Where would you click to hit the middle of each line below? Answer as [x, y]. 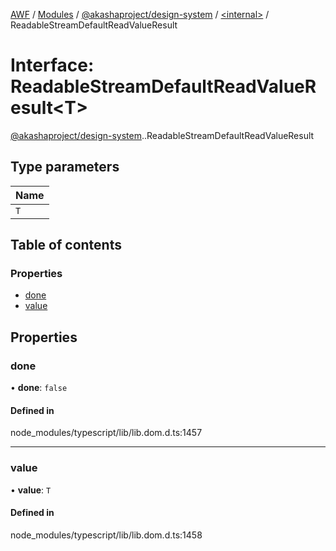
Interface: [52, 65]
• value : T [31, 490]
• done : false [39, 388]
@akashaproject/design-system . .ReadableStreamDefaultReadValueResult [162, 135]
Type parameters [65, 167]
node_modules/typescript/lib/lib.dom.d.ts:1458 [106, 535]
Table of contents [66, 245]
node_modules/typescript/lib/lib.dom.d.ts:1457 [106, 433]
